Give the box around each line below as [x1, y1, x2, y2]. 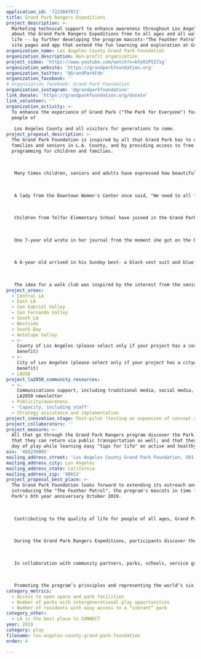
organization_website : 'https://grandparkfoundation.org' [6, 64, 154, 71]
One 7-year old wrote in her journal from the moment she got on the [14, 237, 191, 243]
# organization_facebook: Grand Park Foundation [6, 81, 130, 87]
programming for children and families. [11, 148, 114, 154]
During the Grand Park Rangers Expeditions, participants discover [14, 538, 186, 544]
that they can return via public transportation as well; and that [11, 438, 184, 444]
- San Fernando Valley [11, 310, 68, 316]
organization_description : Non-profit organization [6, 53, 138, 59]
